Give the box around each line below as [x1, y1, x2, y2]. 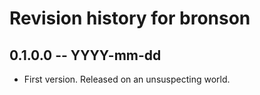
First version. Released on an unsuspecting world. [23, 73, 231, 85]
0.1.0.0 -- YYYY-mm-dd [9, 47, 162, 64]
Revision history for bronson [9, 7, 251, 30]
